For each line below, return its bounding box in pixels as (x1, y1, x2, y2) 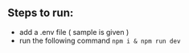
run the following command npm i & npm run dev (18, 36, 181, 45)
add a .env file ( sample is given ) (18, 27, 129, 36)
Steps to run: (7, 6, 74, 20)
